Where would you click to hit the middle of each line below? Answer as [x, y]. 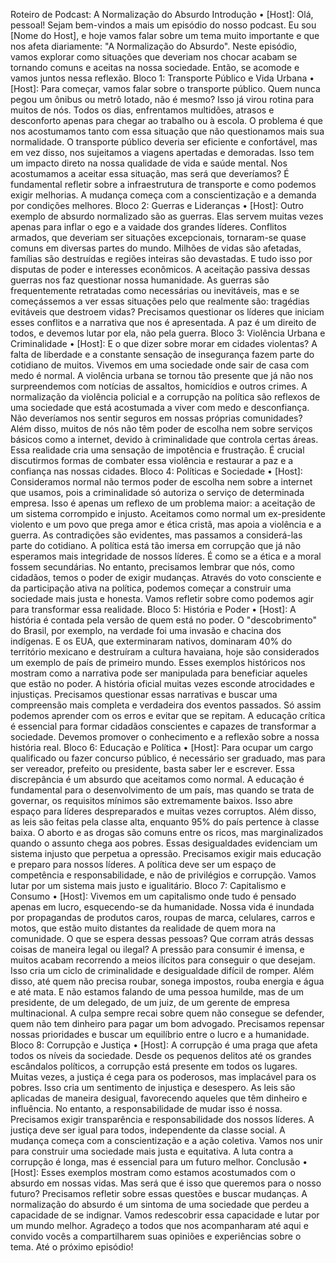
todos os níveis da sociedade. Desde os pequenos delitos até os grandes [161, 1055]
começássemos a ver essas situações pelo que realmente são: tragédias [160, 301]
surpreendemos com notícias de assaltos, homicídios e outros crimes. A [159, 386]
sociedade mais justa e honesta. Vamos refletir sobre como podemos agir [162, 598]
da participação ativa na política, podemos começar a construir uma [151, 588]
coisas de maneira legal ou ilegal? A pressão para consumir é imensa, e [157, 949]
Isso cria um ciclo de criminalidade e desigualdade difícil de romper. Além [162, 970]
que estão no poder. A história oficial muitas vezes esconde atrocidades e [162, 683]
